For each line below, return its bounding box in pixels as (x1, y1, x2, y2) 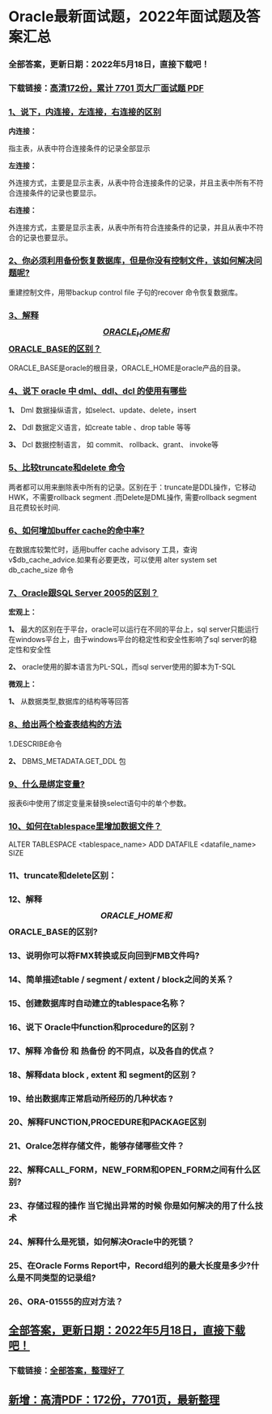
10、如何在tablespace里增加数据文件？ (8, 821, 162, 832)
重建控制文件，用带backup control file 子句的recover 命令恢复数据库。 (8, 287, 243, 297)
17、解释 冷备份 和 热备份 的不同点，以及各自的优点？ (8, 1045, 216, 1056)
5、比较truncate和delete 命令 (8, 462, 125, 473)
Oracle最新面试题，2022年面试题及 (8, 7, 247, 26)
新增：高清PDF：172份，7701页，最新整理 (8, 1393, 220, 1407)
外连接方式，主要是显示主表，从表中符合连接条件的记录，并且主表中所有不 (8, 178, 257, 188)
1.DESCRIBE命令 (8, 739, 62, 748)
